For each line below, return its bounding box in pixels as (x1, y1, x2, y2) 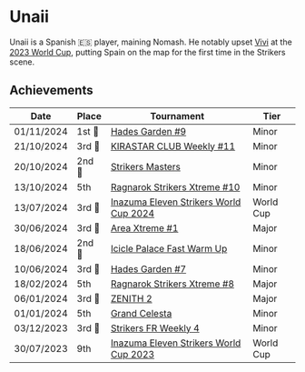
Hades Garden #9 (110, 125, 187, 137)
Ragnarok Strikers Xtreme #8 (110, 277, 234, 290)
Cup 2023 (110, 347, 155, 360)
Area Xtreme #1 (110, 221, 179, 234)
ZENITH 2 (110, 292, 152, 305)
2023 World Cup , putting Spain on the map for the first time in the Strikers (9, 46, 286, 57)
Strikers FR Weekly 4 (110, 321, 200, 334)
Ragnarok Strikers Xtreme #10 (110, 180, 241, 193)
